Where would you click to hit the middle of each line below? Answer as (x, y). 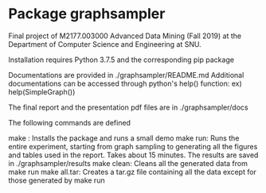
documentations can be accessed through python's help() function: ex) (125, 83)
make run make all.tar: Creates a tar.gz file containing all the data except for (133, 172)
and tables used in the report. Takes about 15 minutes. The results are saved (133, 155)
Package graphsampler (87, 14)
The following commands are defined (70, 122)
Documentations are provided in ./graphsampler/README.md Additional (126, 75)
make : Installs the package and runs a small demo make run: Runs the (124, 138)
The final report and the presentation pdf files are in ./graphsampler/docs (128, 107)
